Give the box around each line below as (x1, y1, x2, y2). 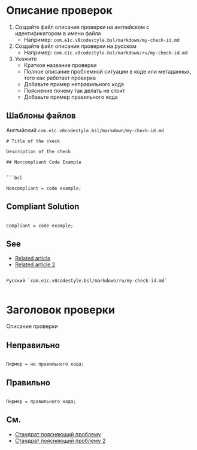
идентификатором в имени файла (14, 29, 101, 37)
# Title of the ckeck (6, 138, 60, 144)
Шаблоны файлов (6, 111, 76, 121)
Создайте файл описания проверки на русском (14, 42, 137, 50)
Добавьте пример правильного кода (23, 93, 118, 101)
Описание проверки (6, 323, 58, 330)
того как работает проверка (23, 74, 96, 81)
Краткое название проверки (23, 61, 97, 69)
